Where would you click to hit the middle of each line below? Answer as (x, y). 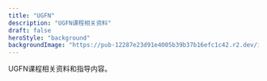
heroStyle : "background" (49, 38)
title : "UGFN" (32, 15)
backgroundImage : (37, 45)
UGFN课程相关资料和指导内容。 (60, 69)
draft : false (30, 30)
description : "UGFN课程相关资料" (60, 23)
